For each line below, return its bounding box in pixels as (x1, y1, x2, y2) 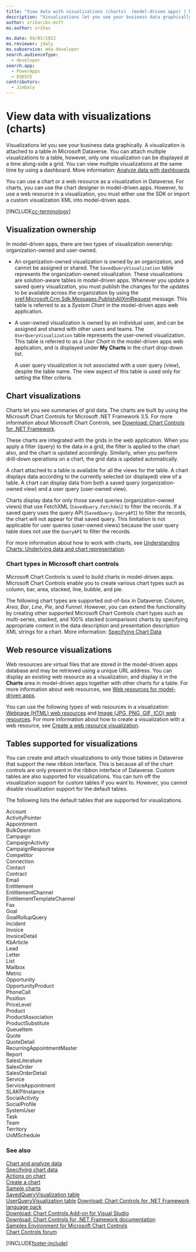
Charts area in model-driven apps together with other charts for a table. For (6, 679, 188, 686)
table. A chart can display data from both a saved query (6, 479, 140, 486)
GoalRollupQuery (6, 914, 47, 921)
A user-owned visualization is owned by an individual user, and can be (14, 319, 184, 326)
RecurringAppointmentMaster (6, 1045, 78, 1052)
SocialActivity (6, 1094, 39, 1101)
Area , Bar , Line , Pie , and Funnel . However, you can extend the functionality (6, 603, 187, 610)
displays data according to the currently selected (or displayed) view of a (6, 473, 182, 480)
